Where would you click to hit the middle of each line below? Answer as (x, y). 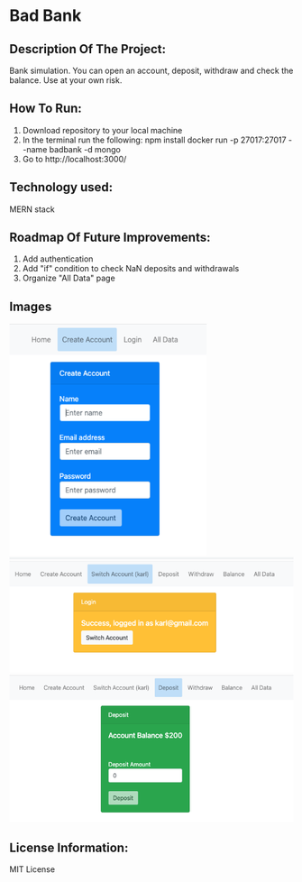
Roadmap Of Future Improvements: (110, 238)
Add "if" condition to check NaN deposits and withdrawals (131, 269)
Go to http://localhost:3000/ (74, 159)
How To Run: (46, 109)
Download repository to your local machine (102, 130)
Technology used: (61, 187)
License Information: (69, 847)
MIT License (32, 869)
